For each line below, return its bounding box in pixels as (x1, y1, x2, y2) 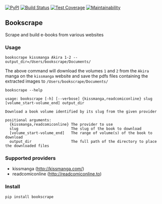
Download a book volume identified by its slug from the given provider (5, 109, 157, 114)
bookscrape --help (5, 88, 43, 93)
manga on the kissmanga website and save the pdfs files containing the (5, 73, 148, 79)
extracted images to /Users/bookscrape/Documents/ (5, 78, 108, 84)
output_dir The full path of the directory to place (9, 139, 157, 144)
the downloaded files (5, 143, 50, 149)
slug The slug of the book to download (9, 126, 141, 132)
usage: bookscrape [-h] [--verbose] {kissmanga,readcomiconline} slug (5, 96, 153, 101)
